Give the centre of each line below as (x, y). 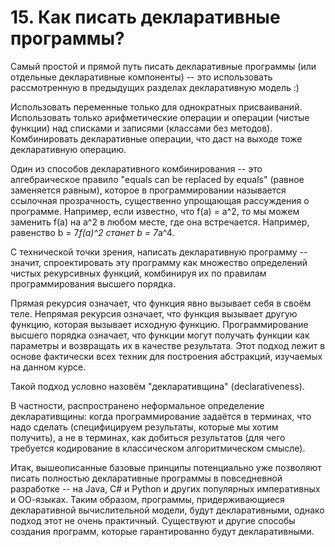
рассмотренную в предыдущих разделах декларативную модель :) (155, 87)
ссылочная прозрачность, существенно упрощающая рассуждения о (160, 200)
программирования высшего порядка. (93, 283)
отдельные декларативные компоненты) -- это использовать (141, 77)
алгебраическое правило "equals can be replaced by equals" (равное (157, 179)
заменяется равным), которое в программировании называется (148, 190)
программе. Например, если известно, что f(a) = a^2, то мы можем (155, 211)
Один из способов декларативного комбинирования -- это (136, 168)
